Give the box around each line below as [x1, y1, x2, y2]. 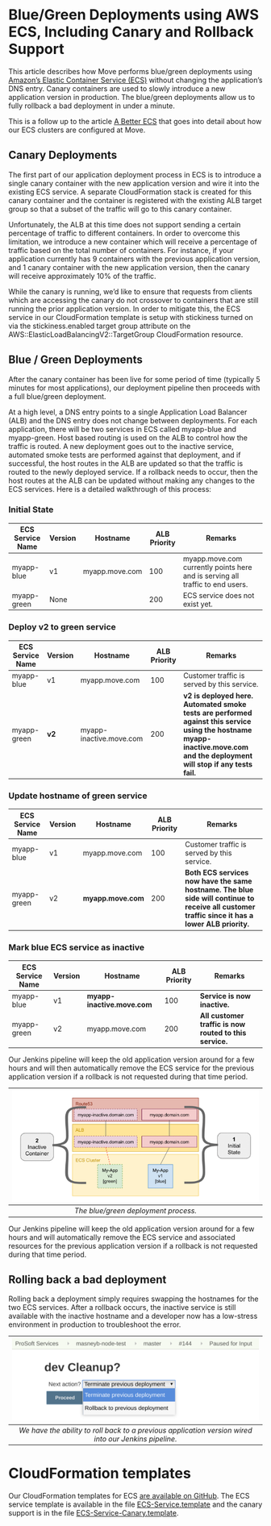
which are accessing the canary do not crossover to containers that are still [8, 295, 259, 305]
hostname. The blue [185, 885, 254, 895]
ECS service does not [182, 590, 255, 600]
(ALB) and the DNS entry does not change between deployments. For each [8, 415, 258, 425]
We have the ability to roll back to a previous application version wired [19, 1425, 252, 1435]
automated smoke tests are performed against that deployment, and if [8, 450, 241, 459]
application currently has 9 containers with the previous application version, [8, 254, 261, 264]
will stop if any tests [182, 759, 252, 769]
